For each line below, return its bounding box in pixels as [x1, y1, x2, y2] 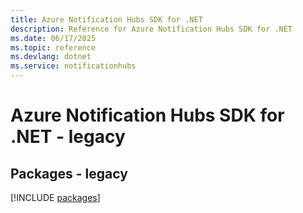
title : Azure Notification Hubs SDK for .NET [10, 14, 203, 25]
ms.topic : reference [10, 42, 97, 53]
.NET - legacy [10, 126, 126, 148]
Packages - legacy [10, 165, 128, 182]
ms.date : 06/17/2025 [10, 33, 97, 43]
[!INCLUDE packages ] [10, 192, 101, 203]
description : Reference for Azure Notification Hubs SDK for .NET [10, 24, 293, 34]
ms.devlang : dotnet [10, 52, 92, 62]
